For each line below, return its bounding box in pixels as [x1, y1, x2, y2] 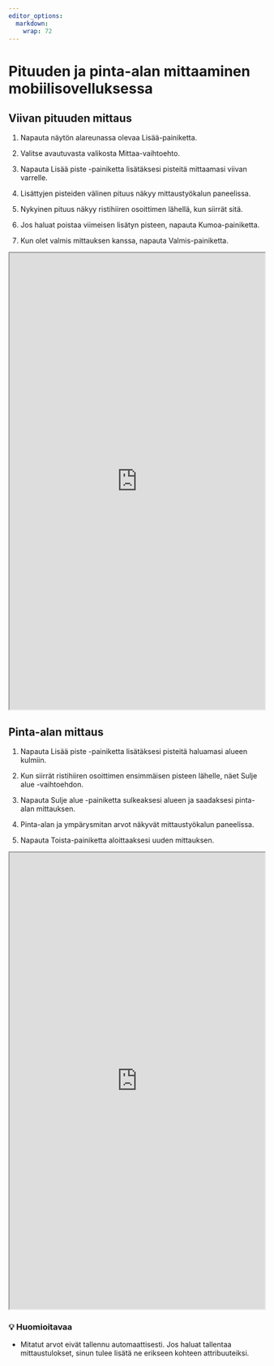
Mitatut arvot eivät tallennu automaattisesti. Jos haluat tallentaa [19, 1340, 232, 1350]
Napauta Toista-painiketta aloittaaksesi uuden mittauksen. [19, 835, 215, 845]
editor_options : [8, 11, 63, 20]
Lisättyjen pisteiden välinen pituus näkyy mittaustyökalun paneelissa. [19, 188, 251, 199]
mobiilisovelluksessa [8, 79, 153, 97]
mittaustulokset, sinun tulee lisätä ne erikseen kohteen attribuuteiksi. [19, 1348, 250, 1358]
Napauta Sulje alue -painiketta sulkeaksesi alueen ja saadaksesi [19, 795, 233, 805]
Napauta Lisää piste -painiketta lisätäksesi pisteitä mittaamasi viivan [19, 164, 247, 175]
